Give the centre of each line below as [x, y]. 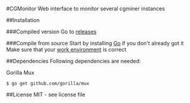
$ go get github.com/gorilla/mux [48, 83]
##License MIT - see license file [46, 94]
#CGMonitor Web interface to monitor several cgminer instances [86, 9]
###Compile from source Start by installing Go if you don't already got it [95, 43]
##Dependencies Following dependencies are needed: [74, 61]
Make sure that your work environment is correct [66, 49]
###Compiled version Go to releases [51, 32]
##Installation [23, 20]
